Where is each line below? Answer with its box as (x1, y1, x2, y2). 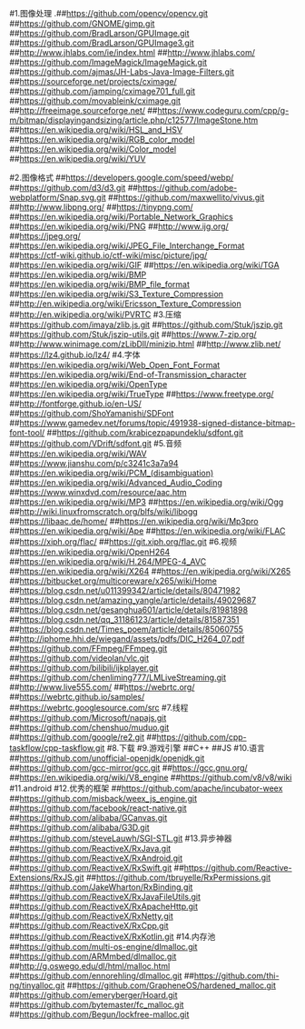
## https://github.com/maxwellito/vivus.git (107, 192, 265, 203)
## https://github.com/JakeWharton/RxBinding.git (9, 882, 193, 893)
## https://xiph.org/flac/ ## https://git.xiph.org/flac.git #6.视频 (9, 536, 238, 547)
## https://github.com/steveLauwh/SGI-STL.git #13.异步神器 (9, 833, 232, 844)
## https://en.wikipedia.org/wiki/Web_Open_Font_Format (9, 360, 221, 370)
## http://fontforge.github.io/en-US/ (9, 398, 143, 409)
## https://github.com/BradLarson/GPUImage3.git (9, 37, 195, 48)
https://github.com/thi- (193, 971, 280, 981)
